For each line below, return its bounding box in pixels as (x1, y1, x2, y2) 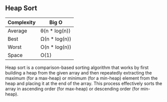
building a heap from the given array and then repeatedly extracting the (5, 69, 152, 75)
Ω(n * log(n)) (40, 35, 71, 42)
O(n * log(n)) (40, 43, 71, 50)
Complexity (7, 18, 36, 25)
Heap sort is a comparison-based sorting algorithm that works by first (5, 64, 149, 70)
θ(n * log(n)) (40, 27, 71, 34)
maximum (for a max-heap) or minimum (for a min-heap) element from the (5, 75, 158, 81)
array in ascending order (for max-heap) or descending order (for (5, 85, 140, 91)
